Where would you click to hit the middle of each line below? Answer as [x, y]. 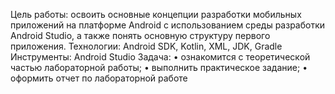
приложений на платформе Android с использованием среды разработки [168, 25]
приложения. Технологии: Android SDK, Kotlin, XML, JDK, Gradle [146, 46]
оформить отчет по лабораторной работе [99, 78]
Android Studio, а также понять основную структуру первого [140, 35]
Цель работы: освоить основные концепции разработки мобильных [156, 14]
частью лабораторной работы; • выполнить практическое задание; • [159, 67]
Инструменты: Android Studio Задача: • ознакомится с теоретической [160, 57]
